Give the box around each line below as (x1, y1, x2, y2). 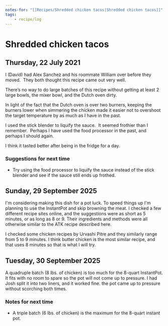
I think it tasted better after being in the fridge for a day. (5, 143, 120, 149)
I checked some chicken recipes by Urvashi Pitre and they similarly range (5, 231, 157, 237)
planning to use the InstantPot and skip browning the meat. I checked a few (5, 205, 161, 211)
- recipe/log (14, 17, 42, 22)
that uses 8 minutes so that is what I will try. (5, 242, 96, 248)
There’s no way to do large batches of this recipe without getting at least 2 (5, 87, 159, 93)
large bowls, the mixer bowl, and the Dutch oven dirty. (5, 92, 117, 98)
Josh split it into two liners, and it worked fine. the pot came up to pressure (5, 280, 160, 287)
